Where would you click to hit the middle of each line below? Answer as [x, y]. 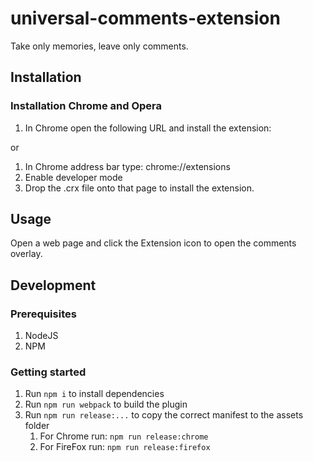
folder [37, 426]
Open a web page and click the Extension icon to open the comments [153, 243]
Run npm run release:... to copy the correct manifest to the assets [164, 415]
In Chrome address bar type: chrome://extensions [127, 166]
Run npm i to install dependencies [94, 394]
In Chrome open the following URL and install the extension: [148, 128]
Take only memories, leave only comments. [99, 46]
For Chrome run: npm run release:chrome [124, 436]
